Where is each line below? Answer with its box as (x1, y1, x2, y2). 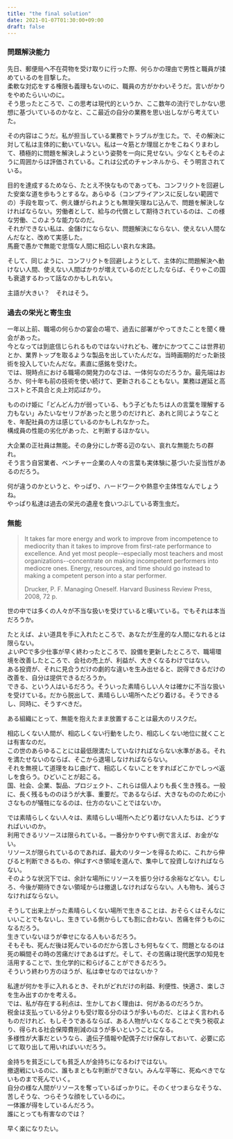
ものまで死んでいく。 (12, 1075, 74, 1083)
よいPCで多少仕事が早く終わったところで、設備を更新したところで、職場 (7, 648, 216, 656)
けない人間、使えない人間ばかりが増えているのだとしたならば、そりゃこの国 (7, 265, 226, 273)
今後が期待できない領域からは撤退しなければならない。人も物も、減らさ (19, 883, 226, 892)
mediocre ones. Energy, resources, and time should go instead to (24, 564, 211, 573)
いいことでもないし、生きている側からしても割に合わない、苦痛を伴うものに (7, 915, 225, 924)
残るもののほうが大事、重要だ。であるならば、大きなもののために (31, 790, 220, 798)
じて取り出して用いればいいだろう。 (7, 1043, 110, 1051)
